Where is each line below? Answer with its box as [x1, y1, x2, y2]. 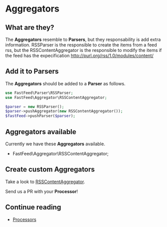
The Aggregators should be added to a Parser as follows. [5, 80, 126, 86]
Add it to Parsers [5, 67, 59, 76]
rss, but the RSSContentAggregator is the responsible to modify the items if [5, 47, 162, 53]
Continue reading [5, 203, 62, 212]
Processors [12, 216, 37, 222]
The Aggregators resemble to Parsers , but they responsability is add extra [5, 36, 161, 42]
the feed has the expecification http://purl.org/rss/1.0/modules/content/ [5, 52, 154, 59]
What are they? [5, 23, 54, 32]
